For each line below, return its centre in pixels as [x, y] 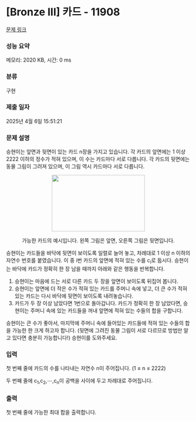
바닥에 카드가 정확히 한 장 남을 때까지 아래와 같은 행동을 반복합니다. [88, 268]
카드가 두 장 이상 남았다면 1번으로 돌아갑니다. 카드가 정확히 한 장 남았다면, [98, 303]
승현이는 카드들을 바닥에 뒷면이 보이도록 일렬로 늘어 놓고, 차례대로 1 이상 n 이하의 [98, 253]
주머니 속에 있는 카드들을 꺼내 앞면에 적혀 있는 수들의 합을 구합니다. [106, 310]
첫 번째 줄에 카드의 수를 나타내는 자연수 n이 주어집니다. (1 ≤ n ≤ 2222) [86, 368]
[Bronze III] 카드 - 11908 [63, 12]
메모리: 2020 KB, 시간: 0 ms [39, 60]
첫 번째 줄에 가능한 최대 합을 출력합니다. [51, 412]
